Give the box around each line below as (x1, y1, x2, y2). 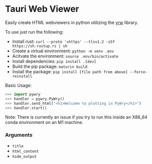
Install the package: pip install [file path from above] (12, 68, 128, 74)
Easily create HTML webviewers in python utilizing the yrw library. (5, 20, 139, 25)
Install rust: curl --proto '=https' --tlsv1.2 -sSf (12, 38, 115, 44)
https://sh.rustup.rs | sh (12, 43, 68, 48)
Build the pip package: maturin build (12, 63, 87, 69)
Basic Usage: (5, 82, 32, 88)
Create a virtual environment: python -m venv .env (12, 48, 114, 54)
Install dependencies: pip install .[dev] (12, 58, 97, 64)
